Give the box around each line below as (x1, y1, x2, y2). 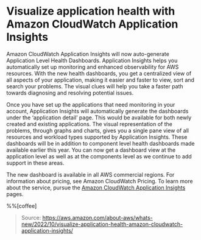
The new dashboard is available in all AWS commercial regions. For (6, 171, 175, 178)
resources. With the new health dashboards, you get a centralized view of (6, 69, 192, 77)
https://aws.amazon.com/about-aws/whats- (42, 214, 153, 221)
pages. (6, 190, 24, 197)
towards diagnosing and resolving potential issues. (6, 89, 134, 96)
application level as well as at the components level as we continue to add (6, 152, 192, 160)
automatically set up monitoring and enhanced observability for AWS (6, 63, 179, 71)
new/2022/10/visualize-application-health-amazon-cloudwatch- (21, 221, 183, 228)
